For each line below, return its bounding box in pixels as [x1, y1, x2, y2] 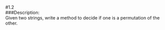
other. [5, 20, 18, 26]
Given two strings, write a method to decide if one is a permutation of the [5, 15, 160, 20]
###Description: [5, 9, 40, 15]
